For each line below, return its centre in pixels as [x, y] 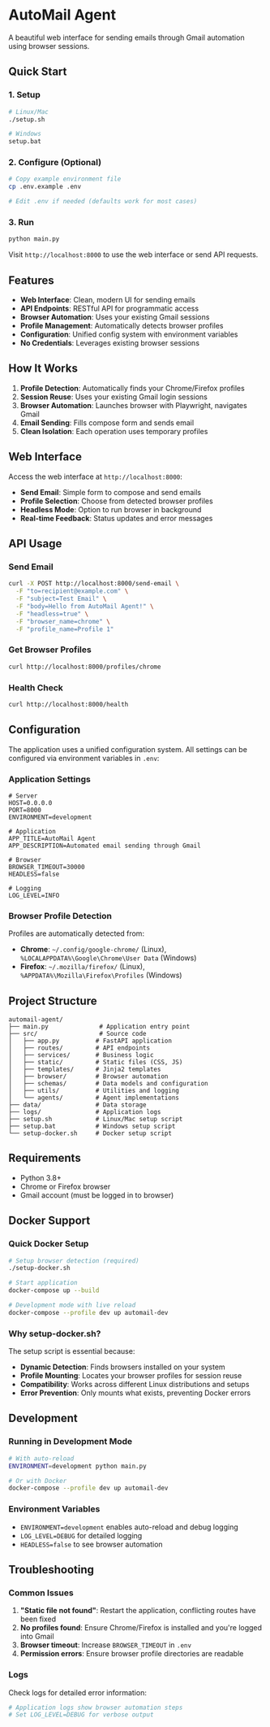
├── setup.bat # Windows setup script [92, 1127]
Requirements [45, 1158]
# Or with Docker [38, 1481]
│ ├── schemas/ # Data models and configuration [108, 1084]
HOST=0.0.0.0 [30, 803]
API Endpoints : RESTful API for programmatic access [109, 309]
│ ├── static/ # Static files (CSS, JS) [96, 1063]
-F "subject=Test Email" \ [61, 599]
